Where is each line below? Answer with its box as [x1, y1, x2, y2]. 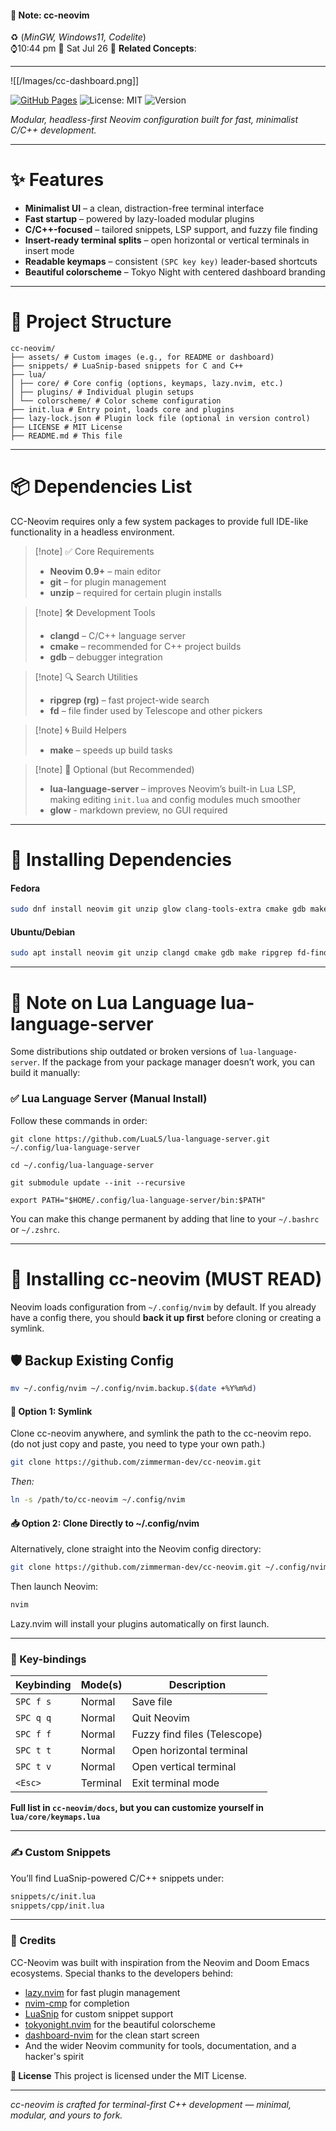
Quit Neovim [131, 1711, 191, 1725]
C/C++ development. [10, 124, 97, 136]
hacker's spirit [24, 2050, 84, 2062]
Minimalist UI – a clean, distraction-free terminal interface [24, 202, 265, 215]
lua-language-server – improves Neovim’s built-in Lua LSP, [49, 783, 296, 795]
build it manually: [10, 1067, 81, 1079]
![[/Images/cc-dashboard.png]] [10, 75, 140, 87]
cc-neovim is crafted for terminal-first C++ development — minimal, [10, 2098, 292, 2110]
